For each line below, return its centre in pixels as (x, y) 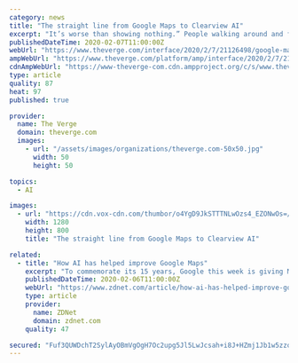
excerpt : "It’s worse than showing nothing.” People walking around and (146, 34)
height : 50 (53, 165)
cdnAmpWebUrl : (35, 67)
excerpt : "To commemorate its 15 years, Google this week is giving (154, 272)
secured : (25, 345)
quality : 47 (47, 329)
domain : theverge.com (57, 133)
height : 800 (47, 231)
